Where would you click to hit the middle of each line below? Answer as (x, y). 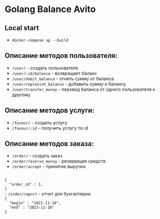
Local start (22, 28)
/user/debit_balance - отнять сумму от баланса (63, 79)
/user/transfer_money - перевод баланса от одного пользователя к (84, 89)
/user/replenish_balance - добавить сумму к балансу (69, 84)
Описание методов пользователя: (61, 56)
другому (21, 95)
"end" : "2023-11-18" (32, 207)
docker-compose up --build (40, 40)
